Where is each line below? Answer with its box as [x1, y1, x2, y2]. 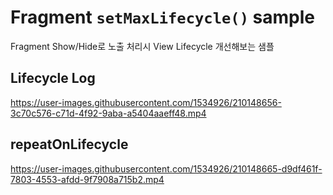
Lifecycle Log [10, 70, 96, 87]
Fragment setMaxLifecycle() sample [10, 6, 316, 29]
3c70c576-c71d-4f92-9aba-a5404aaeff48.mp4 [10, 107, 207, 119]
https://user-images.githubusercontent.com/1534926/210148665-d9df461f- [10, 162, 323, 175]
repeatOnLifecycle [10, 136, 129, 153]
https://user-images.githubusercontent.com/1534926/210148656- [10, 96, 282, 108]
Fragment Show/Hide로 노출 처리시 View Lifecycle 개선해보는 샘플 [10, 40, 275, 52]
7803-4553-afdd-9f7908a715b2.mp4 [10, 173, 165, 185]
